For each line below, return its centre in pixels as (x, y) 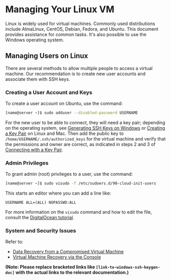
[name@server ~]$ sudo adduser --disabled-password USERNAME (72, 113)
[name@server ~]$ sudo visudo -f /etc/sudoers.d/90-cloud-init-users (81, 183)
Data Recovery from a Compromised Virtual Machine (68, 252)
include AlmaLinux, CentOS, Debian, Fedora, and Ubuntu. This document (82, 29)
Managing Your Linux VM (60, 9)
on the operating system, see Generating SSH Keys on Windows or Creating (85, 128)
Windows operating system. (35, 40)
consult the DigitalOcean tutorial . (40, 218)
